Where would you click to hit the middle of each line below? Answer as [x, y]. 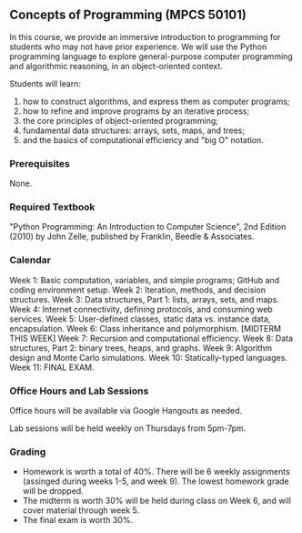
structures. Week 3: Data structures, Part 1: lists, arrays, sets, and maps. [145, 299]
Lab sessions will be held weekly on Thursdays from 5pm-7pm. [128, 428]
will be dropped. [53, 491]
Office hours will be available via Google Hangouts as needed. [126, 410]
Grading [28, 452]
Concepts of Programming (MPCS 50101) [128, 15]
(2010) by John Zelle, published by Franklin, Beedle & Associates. [132, 237]
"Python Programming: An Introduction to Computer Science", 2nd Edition [148, 227]
